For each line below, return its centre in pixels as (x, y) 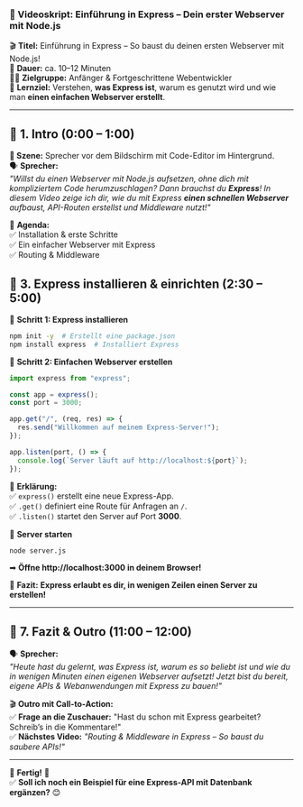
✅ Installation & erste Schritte (64, 234)
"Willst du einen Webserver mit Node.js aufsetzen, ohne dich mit (129, 179)
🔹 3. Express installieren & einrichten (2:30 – (136, 284)
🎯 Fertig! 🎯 (29, 773)
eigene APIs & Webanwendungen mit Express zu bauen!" (116, 686)
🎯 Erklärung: (33, 486)
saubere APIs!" (37, 747)
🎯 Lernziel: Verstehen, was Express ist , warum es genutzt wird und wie (143, 87)
